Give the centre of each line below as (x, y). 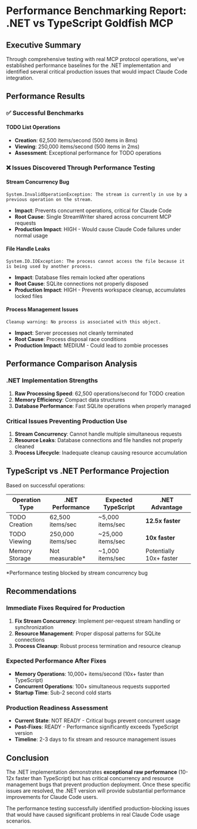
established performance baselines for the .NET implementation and (89, 65)
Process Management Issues (42, 309)
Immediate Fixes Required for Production (65, 608)
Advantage (167, 507)
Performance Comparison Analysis (72, 364)
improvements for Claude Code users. (52, 797)
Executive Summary (44, 45)
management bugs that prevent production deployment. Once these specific (98, 784)
